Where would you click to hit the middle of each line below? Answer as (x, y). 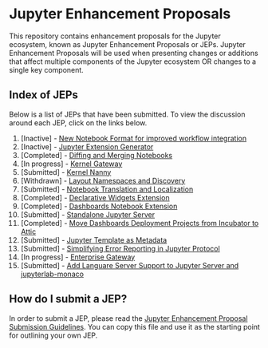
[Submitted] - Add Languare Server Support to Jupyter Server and (130, 265)
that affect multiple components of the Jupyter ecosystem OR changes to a (133, 61)
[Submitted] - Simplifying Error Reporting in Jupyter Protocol (120, 248)
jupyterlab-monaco (52, 274)
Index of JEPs (44, 95)
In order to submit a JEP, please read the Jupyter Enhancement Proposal (128, 318)
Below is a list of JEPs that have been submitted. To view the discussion (127, 114)
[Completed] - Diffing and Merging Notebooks (97, 155)
